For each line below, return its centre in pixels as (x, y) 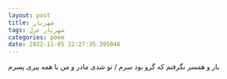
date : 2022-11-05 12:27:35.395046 (65, 45)
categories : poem (36, 37)
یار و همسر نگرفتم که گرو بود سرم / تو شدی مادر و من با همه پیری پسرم (114, 66)
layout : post (29, 15)
